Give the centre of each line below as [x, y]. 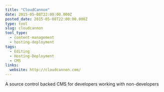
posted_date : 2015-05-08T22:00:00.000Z [46, 19]
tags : [11, 47]
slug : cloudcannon [24, 28]
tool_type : [16, 33]
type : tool [16, 24]
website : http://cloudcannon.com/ [45, 70]
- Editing [20, 51]
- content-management [32, 38]
